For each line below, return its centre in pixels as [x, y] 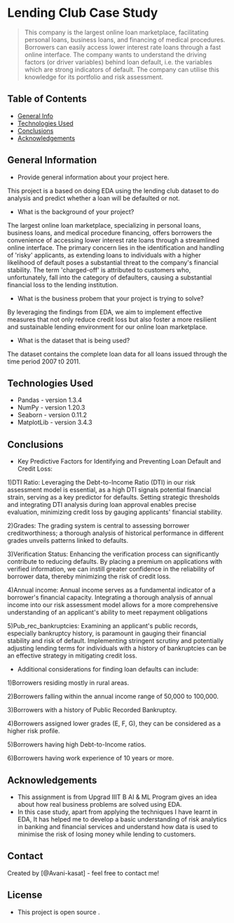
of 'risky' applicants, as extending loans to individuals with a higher [104, 255]
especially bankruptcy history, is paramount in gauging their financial [107, 633]
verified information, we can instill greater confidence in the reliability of [111, 569]
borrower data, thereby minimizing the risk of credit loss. [89, 576]
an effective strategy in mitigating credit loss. [73, 655]
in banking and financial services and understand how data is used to [118, 827]
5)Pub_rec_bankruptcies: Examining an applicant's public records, [103, 626]
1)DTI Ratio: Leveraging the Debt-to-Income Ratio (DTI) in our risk [102, 483]
